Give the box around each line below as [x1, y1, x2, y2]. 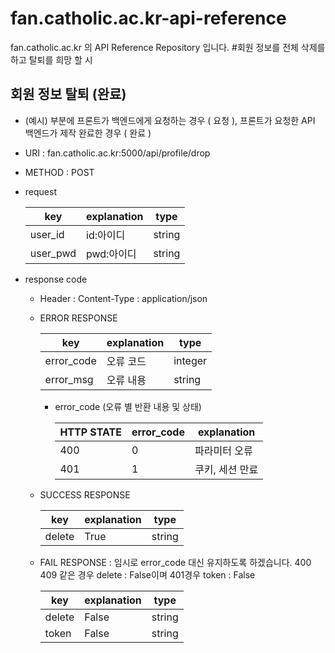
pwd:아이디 [86, 247, 137, 261]
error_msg [44, 372, 94, 386]
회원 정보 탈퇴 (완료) [10, 86, 127, 103]
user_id [29, 227, 65, 241]
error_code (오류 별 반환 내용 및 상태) [54, 400, 202, 412]
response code [24, 273, 88, 285]
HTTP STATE [59, 425, 122, 439]
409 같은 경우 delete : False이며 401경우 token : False [39, 568, 256, 581]
